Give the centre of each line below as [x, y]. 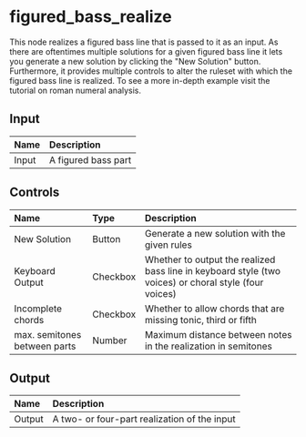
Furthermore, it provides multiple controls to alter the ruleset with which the [151, 71]
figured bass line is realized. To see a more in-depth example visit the [140, 80]
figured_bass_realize [91, 17]
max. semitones [48, 334]
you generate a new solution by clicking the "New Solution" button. [135, 61]
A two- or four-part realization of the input [144, 419]
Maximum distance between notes [218, 334]
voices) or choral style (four [204, 282]
